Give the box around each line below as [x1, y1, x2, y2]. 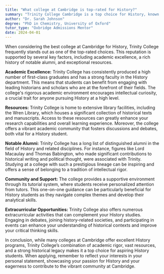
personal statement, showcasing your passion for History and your [5, 258, 140, 264]
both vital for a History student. [5, 131, 68, 137]
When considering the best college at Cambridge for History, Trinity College [5, 44, 159, 49]
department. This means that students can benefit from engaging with [5, 79, 147, 85]
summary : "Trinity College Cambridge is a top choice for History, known [5, 12, 160, 17]
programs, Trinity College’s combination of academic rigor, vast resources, [5, 242, 156, 248]
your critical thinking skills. [5, 228, 59, 233]
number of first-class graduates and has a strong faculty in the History [5, 74, 148, 80]
